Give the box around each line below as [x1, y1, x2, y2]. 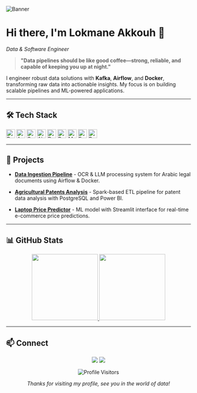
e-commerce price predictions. [14, 212, 90, 219]
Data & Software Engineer [6, 45, 69, 52]
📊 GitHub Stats [6, 235, 63, 245]
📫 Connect [6, 338, 49, 348]
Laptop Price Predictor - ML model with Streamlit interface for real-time [14, 206, 189, 213]
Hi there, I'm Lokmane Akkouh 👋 [6, 26, 165, 39]
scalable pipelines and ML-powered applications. [6, 87, 125, 94]
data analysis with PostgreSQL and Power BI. [14, 194, 124, 201]
